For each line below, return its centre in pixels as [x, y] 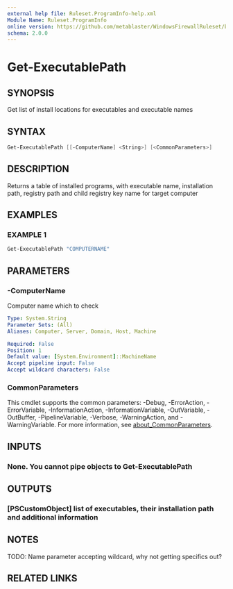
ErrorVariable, [27, 410]
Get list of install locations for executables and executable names [100, 110]
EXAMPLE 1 [27, 235]
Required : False [31, 344]
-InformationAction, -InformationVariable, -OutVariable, [127, 410]
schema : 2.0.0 [28, 33]
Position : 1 [24, 350]
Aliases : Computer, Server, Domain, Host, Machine [82, 331]
